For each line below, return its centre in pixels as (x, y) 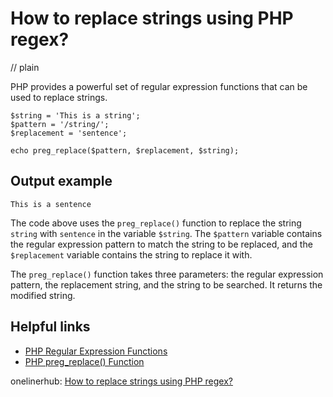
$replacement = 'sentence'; (69, 133)
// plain (25, 67)
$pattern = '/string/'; (60, 124)
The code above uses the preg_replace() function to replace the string (156, 223)
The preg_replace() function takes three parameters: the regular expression (167, 274)
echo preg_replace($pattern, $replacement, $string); (125, 150)
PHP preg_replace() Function (84, 361)
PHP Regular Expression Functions (96, 351)
